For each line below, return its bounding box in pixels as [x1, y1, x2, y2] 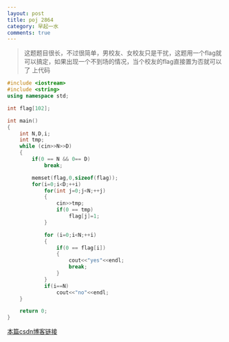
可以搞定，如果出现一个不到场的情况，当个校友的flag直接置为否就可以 [23, 58, 222, 66]
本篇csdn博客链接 [7, 328, 58, 336]
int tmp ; [19, 137, 45, 144]
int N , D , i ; [19, 130, 51, 137]
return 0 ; [19, 308, 48, 315]
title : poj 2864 [7, 16, 54, 23]
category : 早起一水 [7, 23, 59, 30]
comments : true [7, 29, 51, 36]
